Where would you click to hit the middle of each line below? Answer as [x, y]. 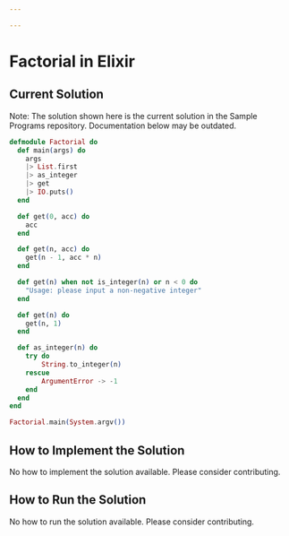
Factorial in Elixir [72, 61]
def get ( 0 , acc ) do [54, 216]
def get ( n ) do [43, 315]
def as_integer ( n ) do [58, 348]
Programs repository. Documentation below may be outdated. [123, 125]
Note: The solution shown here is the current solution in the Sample [133, 116]
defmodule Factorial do [54, 142]
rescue [38, 373]
